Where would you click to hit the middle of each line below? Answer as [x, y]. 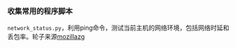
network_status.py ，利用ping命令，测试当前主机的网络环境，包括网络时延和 [118, 28]
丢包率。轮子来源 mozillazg [46, 37]
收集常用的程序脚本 [40, 11]
